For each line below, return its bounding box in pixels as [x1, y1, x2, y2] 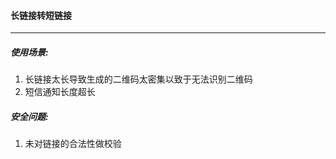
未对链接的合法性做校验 [24, 138, 122, 150]
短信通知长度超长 [24, 86, 96, 98]
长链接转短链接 [10, 9, 72, 21]
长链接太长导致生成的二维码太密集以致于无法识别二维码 [24, 73, 253, 85]
